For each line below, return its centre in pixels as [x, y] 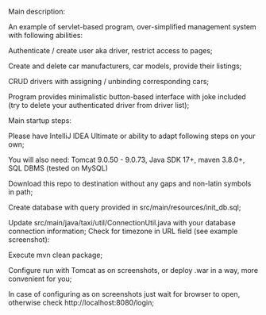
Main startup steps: [40, 121]
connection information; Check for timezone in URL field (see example [123, 231]
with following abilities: [46, 35]
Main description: [37, 12]
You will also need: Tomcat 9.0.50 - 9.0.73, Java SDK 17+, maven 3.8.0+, [127, 159]
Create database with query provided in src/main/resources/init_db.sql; [125, 207]
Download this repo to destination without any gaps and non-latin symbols [130, 183]
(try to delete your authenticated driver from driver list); [99, 105]
